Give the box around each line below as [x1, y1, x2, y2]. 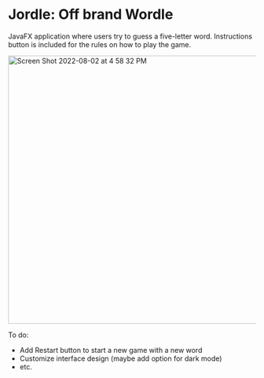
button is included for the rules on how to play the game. [8, 39, 192, 49]
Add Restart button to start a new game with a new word [19, 345, 203, 354]
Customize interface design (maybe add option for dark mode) [19, 354, 222, 363]
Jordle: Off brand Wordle [8, 6, 174, 24]
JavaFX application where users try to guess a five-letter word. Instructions [8, 31, 253, 41]
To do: [8, 330, 29, 339]
